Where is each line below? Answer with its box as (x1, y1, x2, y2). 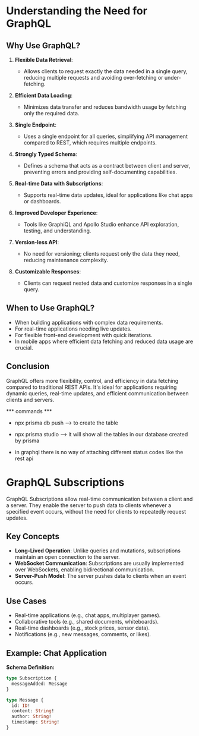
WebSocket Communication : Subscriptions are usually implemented (14, 560, 184, 567)
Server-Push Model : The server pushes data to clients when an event (14, 573, 187, 580)
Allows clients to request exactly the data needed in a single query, (23, 68, 188, 75)
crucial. (14, 344, 34, 351)
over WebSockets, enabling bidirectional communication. (14, 566, 154, 573)
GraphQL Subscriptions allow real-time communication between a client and (6, 495, 193, 502)
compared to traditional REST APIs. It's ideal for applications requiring (6, 383, 177, 391)
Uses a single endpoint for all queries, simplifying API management (23, 133, 188, 140)
